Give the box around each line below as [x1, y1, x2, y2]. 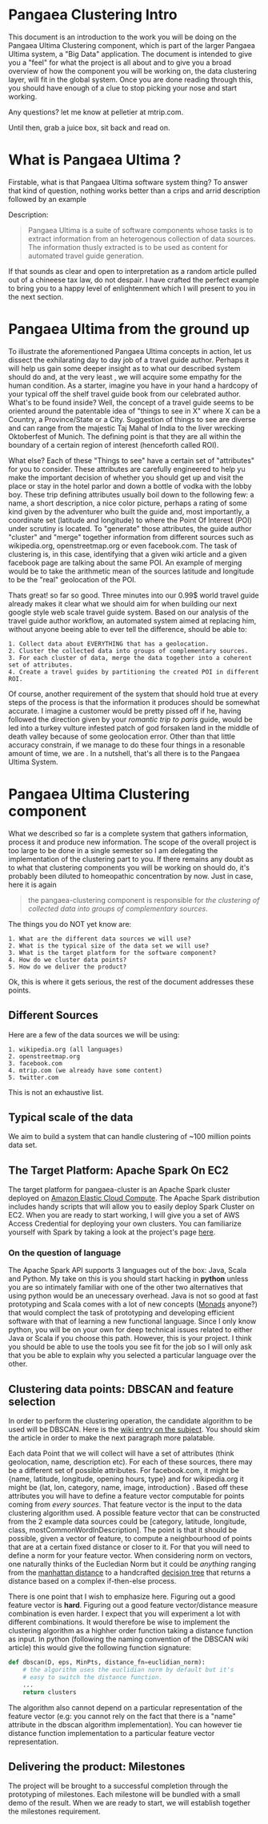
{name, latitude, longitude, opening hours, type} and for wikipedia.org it [8, 1474, 244, 1484]
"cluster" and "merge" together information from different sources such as [8, 532, 254, 542]
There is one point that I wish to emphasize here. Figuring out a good [8, 1592, 236, 1601]
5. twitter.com [8, 1073, 59, 1081]
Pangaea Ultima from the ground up [8, 320, 250, 338]
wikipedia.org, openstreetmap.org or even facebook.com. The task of [8, 541, 238, 550]
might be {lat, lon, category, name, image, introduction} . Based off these [8, 1483, 249, 1492]
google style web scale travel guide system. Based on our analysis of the [8, 607, 250, 617]
